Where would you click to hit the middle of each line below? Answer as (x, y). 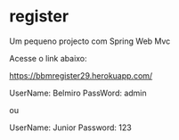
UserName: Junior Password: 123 (70, 128)
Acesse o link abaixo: (48, 58)
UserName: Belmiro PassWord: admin (78, 93)
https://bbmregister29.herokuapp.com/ (81, 75)
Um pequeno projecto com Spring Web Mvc (90, 41)
